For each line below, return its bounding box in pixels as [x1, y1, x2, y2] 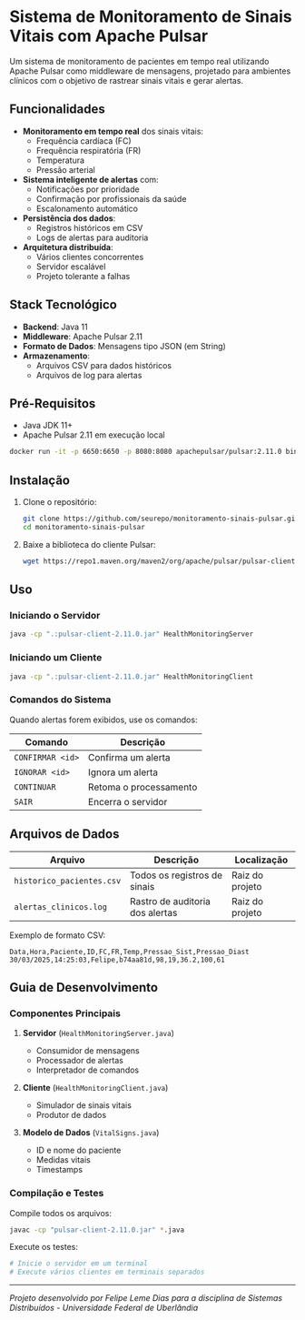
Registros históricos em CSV [35, 222, 143, 233]
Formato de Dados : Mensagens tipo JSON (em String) [22, 340, 227, 351]
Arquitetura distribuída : [22, 241, 113, 252]
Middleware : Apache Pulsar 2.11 [22, 330, 143, 342]
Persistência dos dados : [22, 212, 116, 224]
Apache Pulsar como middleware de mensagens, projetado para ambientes [9, 65, 291, 76]
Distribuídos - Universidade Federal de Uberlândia [9, 1303, 199, 1314]
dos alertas [130, 906, 178, 919]
